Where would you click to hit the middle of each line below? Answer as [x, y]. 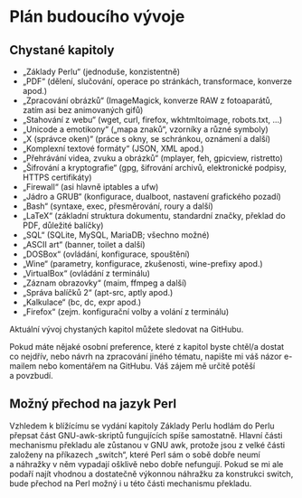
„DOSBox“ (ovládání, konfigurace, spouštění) [106, 254]
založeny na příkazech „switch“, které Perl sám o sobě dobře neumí [135, 455]
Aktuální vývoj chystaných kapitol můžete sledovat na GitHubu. [127, 329]
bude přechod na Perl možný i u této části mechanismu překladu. [131, 483]
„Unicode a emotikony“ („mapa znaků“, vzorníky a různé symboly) [145, 129]
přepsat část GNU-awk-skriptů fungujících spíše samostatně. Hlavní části [146, 435]
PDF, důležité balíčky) [63, 225]
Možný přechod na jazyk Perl [93, 404]
